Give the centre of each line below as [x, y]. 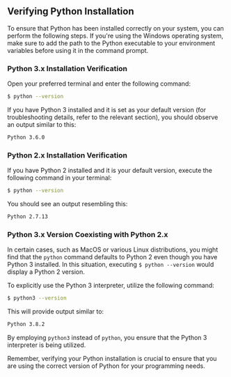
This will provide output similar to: [56, 311]
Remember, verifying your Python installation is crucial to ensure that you [112, 358]
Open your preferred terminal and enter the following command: [99, 84]
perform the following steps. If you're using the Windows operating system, [115, 36]
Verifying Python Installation [71, 11]
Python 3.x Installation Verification [67, 68]
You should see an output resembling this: [67, 204]
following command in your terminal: [59, 178]
